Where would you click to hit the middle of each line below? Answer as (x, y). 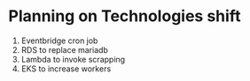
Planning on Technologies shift (125, 16)
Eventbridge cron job (59, 40)
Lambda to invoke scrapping (73, 59)
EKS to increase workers (66, 69)
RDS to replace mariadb (64, 49)
